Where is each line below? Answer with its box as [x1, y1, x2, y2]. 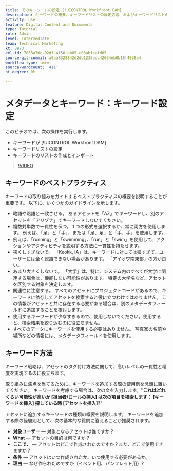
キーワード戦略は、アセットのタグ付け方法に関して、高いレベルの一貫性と [5, 363, 163, 369]
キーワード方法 [5, 349, 53, 358]
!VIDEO [17, 162, 33, 168]
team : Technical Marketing [5, 41, 63, 46]
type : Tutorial [5, 27, 38, 32]
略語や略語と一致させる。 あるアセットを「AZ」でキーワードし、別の [12, 210, 160, 217]
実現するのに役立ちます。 [14, 370, 68, 376]
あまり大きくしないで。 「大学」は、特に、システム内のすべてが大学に [12, 268, 162, 274]
